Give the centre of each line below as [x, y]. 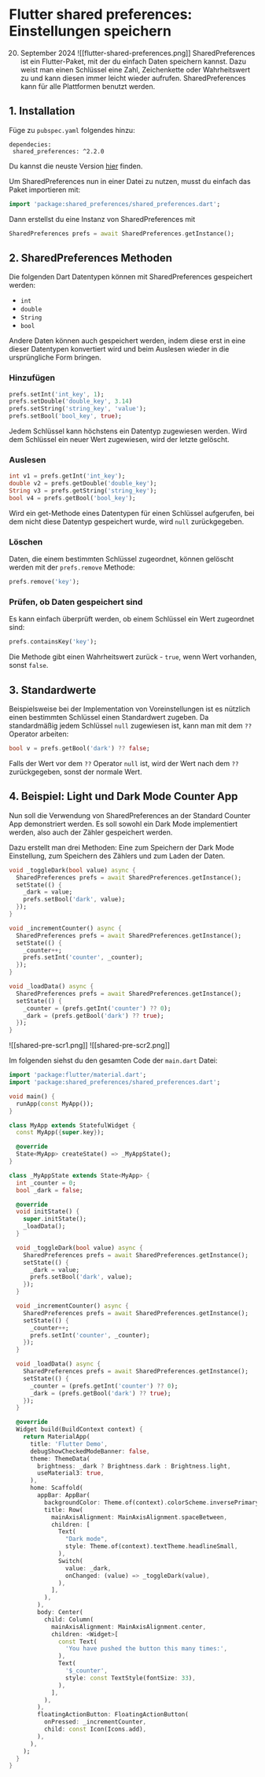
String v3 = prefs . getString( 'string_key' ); [83, 491]
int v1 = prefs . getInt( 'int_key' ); [67, 476]
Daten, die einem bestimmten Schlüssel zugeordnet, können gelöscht [121, 559]
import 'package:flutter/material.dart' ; [78, 1075]
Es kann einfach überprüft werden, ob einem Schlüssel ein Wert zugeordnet [132, 619]
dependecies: [30, 144]
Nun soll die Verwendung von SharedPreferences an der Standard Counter [130, 815]
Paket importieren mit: [45, 190]
